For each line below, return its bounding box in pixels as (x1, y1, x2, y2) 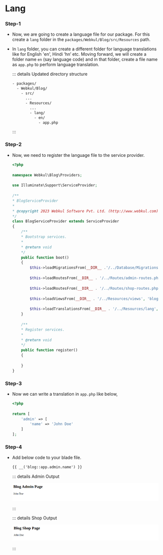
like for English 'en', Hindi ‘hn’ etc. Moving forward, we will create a (12, 51, 147, 57)
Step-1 (5, 21, 21, 27)
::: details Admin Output (12, 473, 60, 479)
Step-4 (5, 444, 22, 450)
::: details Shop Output (12, 515, 57, 521)
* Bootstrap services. (21, 235, 67, 239)
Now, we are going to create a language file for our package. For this (12, 31, 150, 37)
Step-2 (5, 141, 22, 148)
